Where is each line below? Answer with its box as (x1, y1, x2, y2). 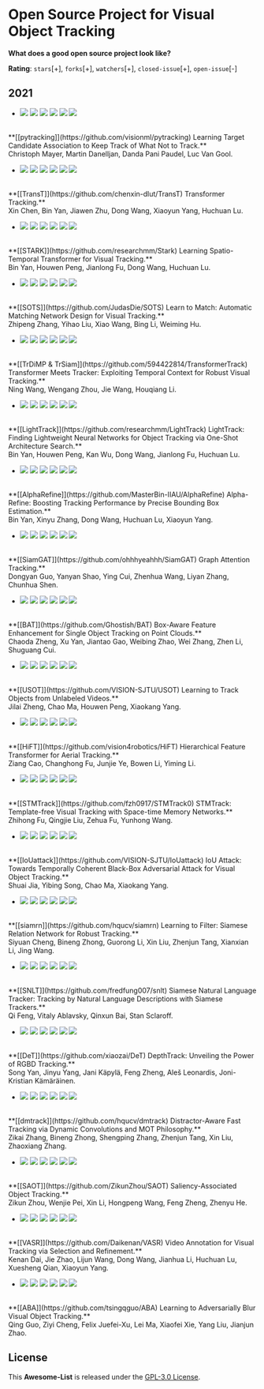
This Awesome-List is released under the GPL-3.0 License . (8, 1372, 201, 1381)
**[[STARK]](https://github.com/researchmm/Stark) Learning (8, 246, 208, 255)
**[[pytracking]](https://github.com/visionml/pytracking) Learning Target (8, 132, 245, 141)
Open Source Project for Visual (8, 6, 215, 24)
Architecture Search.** (8, 441, 83, 451)
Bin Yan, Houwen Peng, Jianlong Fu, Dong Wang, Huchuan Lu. (8, 262, 211, 272)
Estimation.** (8, 506, 51, 516)
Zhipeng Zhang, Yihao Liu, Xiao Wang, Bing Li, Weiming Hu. (8, 319, 202, 328)
